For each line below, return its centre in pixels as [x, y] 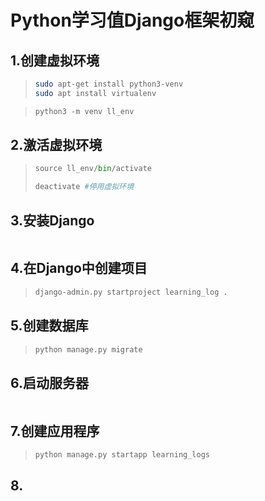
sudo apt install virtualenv [95, 93]
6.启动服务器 [50, 382]
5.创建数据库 [49, 326]
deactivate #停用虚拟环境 [84, 187]
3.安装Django [52, 220]
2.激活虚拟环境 [56, 145]
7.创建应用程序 [55, 431]
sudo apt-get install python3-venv [109, 84]
